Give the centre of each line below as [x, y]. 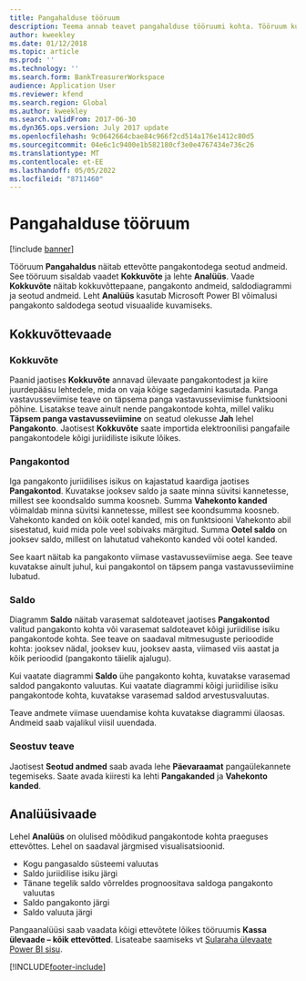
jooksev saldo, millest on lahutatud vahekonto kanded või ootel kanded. [143, 539]
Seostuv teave [42, 746]
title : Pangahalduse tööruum [65, 18]
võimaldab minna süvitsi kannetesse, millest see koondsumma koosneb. [144, 510]
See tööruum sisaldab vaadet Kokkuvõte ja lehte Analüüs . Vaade [132, 276]
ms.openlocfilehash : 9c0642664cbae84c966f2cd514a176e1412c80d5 [132, 137]
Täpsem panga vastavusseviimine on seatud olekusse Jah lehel [132, 418]
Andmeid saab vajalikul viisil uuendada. [83, 723]
